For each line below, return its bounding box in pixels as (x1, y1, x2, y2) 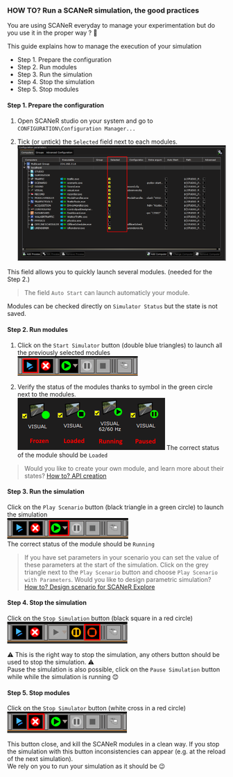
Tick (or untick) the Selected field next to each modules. (17, 137, 178, 146)
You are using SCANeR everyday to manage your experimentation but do (7, 22, 216, 30)
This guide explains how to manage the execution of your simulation (7, 42, 202, 51)
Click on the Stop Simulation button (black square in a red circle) (7, 614, 193, 622)
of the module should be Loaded (17, 451, 108, 459)
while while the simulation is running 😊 (7, 672, 119, 680)
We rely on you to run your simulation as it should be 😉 (7, 762, 166, 771)
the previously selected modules (17, 348, 111, 356)
